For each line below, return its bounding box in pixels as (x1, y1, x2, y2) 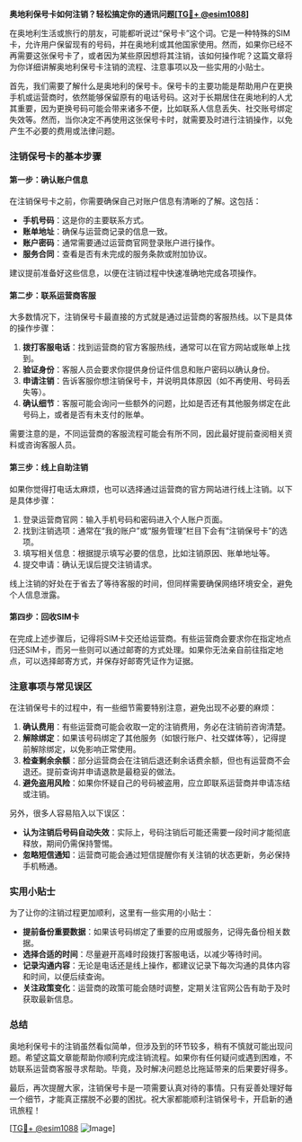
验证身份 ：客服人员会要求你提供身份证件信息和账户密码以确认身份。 (22, 364, 275, 376)
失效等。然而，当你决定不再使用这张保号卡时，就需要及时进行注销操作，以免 (9, 114, 293, 125)
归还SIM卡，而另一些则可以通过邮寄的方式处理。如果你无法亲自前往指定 (9, 644, 276, 655)
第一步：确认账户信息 (9, 174, 88, 185)
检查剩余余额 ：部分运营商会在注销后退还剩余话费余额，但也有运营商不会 (22, 755, 290, 766)
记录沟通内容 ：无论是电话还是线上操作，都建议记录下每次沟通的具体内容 (22, 961, 290, 971)
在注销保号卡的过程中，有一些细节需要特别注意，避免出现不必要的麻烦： (9, 703, 277, 713)
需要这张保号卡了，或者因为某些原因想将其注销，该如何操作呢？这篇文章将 (16, 50, 293, 61)
